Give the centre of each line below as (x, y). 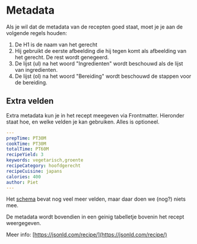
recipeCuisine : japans (34, 171)
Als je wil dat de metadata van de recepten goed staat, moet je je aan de (94, 27)
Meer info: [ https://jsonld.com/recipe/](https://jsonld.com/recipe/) (87, 235)
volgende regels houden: (36, 33)
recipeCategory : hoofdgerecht (44, 166)
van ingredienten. (36, 69)
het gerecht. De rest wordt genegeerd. (62, 57)
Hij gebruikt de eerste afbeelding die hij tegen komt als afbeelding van (101, 50)
